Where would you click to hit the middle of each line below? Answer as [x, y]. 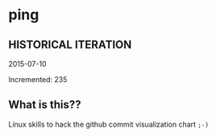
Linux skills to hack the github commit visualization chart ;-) [109, 124]
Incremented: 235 [38, 79]
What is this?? [45, 105]
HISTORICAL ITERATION [70, 45]
